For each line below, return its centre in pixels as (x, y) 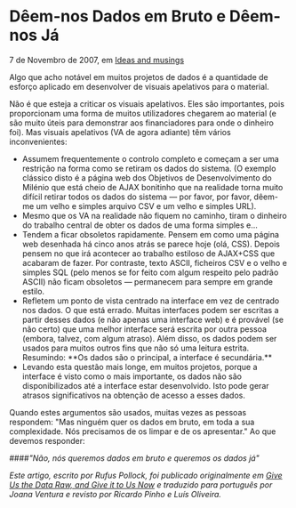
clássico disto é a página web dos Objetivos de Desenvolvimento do (147, 177)
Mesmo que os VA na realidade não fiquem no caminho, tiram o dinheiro (154, 215)
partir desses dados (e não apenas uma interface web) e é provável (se (153, 319)
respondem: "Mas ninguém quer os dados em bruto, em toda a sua (132, 422)
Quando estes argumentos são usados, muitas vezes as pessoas (128, 412)
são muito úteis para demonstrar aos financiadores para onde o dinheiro (141, 123)
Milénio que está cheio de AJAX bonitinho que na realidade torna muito (152, 187)
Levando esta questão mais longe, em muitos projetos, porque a (140, 367)
